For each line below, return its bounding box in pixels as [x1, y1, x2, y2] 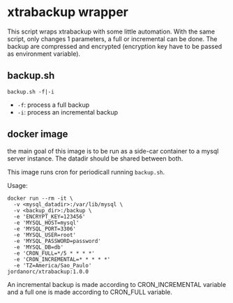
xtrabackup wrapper [7, 4, 129, 20]
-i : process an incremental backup [17, 108, 119, 116]
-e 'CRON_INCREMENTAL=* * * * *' [13, 256, 111, 263]
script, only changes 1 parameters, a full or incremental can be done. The [7, 34, 218, 43]
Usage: [7, 181, 28, 189]
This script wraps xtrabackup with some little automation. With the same [7, 27, 216, 36]
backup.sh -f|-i [7, 88, 54, 95]
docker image [7, 128, 68, 140]
